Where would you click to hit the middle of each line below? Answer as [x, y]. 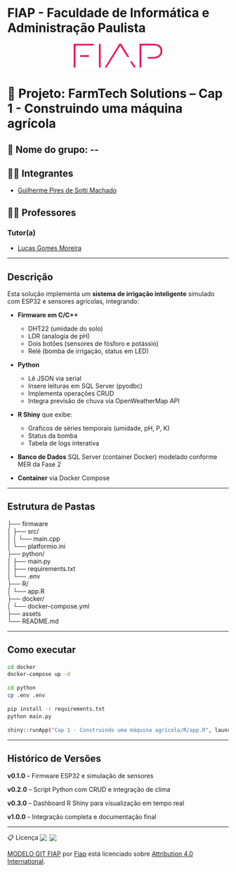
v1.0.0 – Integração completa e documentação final [82, 816]
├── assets [24, 613]
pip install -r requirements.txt [56, 709]
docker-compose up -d [39, 675]
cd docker [22, 667]
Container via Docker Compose [64, 478]
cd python [22, 688]
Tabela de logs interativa [64, 443]
